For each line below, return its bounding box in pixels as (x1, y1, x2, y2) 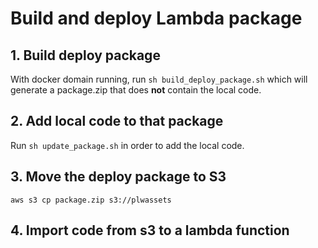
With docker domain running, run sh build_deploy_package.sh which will (10, 73, 308, 85)
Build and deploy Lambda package (10, 7, 303, 30)
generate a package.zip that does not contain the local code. (10, 84, 262, 96)
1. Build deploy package (10, 47, 161, 64)
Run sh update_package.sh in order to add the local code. (10, 139, 245, 151)
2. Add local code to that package (10, 113, 224, 130)
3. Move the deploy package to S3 (10, 168, 227, 186)
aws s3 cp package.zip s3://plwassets (10, 195, 172, 205)
